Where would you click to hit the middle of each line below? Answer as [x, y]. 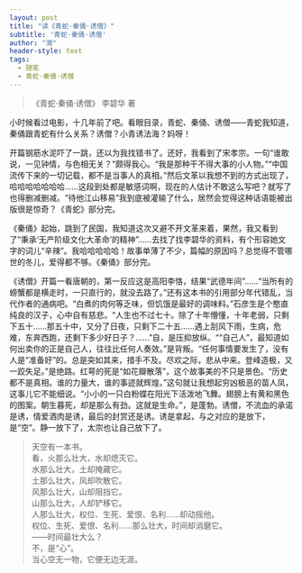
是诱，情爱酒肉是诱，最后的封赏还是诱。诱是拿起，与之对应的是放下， [140, 416]
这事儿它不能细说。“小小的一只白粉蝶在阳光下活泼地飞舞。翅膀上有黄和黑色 [150, 394]
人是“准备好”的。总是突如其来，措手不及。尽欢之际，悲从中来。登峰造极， [147, 359]
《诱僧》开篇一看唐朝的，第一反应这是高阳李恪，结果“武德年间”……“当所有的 [151, 281]
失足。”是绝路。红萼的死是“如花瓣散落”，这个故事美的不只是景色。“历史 [156, 371]
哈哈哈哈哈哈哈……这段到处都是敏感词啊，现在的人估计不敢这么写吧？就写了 [151, 186]
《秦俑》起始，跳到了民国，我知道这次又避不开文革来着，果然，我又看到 [143, 228]
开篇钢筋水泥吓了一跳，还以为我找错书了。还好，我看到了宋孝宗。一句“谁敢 [150, 152]
